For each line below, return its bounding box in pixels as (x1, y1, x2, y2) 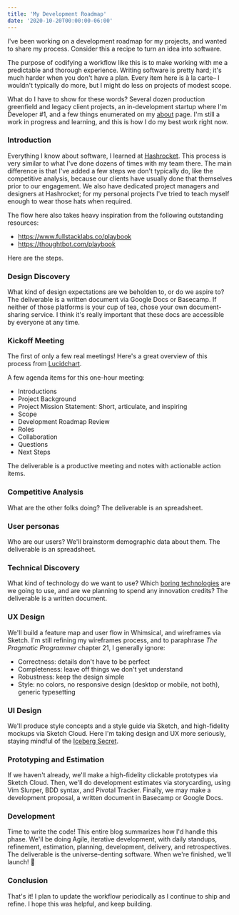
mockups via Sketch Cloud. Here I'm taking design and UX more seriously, (7, 729, 226, 737)
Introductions (17, 387, 57, 396)
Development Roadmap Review (17, 418, 110, 426)
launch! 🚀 (7, 858, 36, 866)
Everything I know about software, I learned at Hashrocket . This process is (7, 151, 227, 160)
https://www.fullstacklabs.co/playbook (17, 232, 132, 241)
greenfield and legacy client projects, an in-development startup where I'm (7, 102, 228, 111)
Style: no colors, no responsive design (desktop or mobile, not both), (17, 679, 220, 689)
